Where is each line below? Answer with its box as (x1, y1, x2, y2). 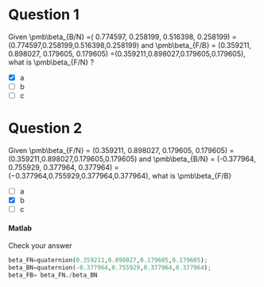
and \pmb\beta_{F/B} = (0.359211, (141, 40, 252, 49)
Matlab (8, 223, 33, 233)
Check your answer (8, 241, 72, 250)
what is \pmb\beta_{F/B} (152, 171, 232, 181)
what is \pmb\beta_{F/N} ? (8, 57, 95, 67)
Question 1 (8, 6, 80, 24)
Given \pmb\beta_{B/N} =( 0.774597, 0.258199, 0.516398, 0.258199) (8, 32, 231, 41)
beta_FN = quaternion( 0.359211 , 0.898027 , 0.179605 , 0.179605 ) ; (8, 257, 208, 265)
